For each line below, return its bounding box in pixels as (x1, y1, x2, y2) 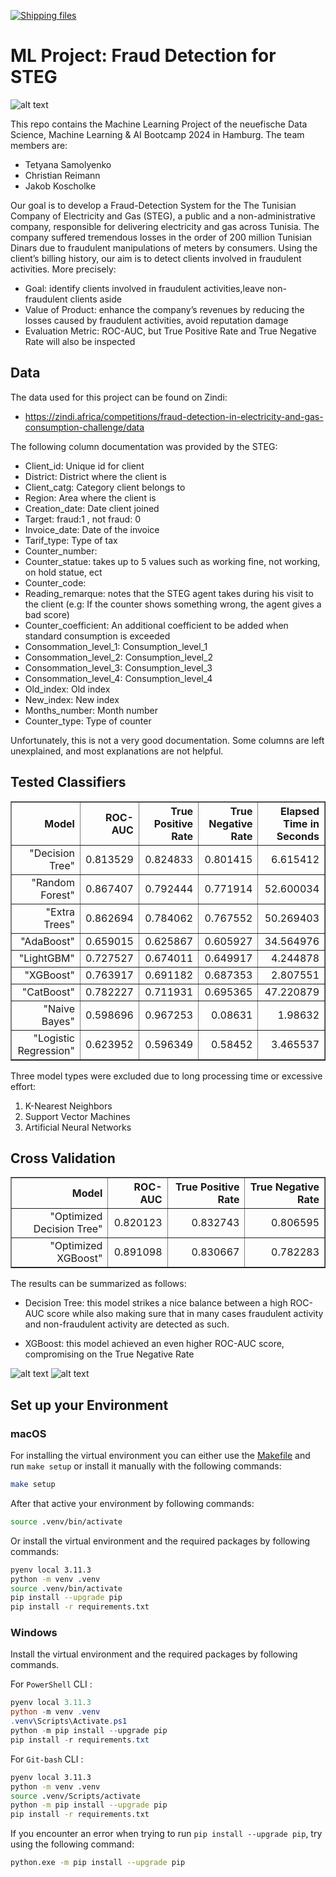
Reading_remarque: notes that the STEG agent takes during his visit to (24, 587, 314, 599)
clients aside (69, 293, 122, 305)
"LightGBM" (18, 951, 75, 965)
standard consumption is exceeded (24, 630, 171, 642)
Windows (10, 1626, 58, 1640)
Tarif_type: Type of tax (24, 534, 118, 546)
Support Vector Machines (24, 1110, 131, 1122)
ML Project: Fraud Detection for (10, 45, 277, 67)
